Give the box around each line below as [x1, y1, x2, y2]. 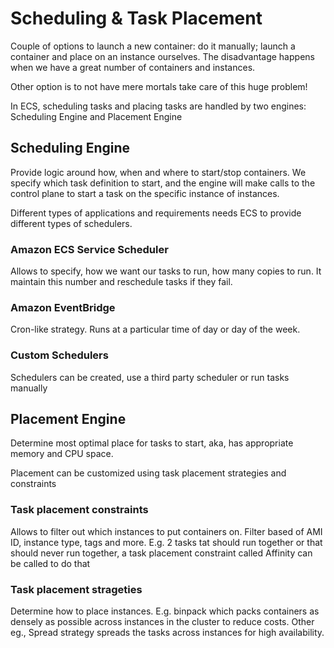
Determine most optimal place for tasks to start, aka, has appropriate [10, 437, 294, 449]
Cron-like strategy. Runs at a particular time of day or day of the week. [10, 323, 301, 336]
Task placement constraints [10, 503, 149, 517]
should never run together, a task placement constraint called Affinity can [10, 547, 313, 559]
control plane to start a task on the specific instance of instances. [10, 187, 280, 199]
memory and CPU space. [10, 448, 114, 460]
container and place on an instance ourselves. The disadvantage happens [10, 50, 315, 62]
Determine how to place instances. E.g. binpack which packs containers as [10, 605, 320, 617]
